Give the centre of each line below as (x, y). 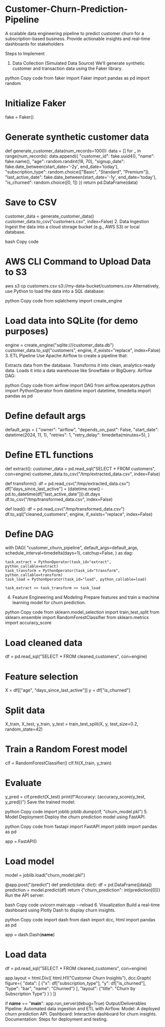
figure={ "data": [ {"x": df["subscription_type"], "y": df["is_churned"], (76, 983)
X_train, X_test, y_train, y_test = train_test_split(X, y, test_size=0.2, (72, 724)
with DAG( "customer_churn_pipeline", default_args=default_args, (72, 548)
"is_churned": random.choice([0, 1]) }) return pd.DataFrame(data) (72, 182)
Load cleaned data (44, 643)
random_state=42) (24, 729)
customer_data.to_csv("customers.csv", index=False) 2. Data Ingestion (77, 221)
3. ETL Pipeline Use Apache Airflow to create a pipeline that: (66, 355)
